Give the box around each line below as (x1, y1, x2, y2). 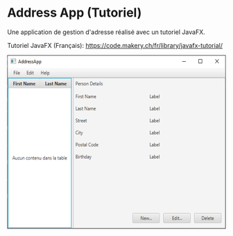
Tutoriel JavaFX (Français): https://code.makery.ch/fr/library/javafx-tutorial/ (7, 41, 223, 49)
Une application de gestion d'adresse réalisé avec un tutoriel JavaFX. (7, 28, 206, 36)
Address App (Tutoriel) (7, 5, 142, 21)
